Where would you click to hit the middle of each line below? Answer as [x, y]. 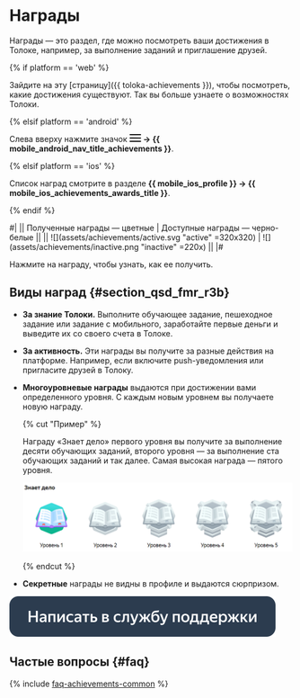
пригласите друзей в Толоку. [78, 370]
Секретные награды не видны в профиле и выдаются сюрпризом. [151, 584]
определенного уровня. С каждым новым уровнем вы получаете [148, 397]
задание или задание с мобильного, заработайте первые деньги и [150, 324]
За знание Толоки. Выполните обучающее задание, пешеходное [147, 314]
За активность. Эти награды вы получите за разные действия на [148, 351]
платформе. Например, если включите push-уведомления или [143, 360]
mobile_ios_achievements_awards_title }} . [90, 192]
